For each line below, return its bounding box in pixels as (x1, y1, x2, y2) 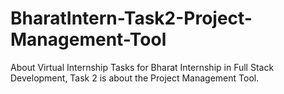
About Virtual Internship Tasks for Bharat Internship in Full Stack (10, 61, 275, 73)
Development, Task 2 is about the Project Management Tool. (10, 72, 260, 84)
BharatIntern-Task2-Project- (10, 7, 253, 30)
